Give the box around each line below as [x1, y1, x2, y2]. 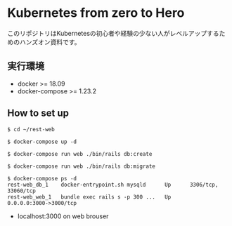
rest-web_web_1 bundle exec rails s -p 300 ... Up [7, 193, 172, 201]
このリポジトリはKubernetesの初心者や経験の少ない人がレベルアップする [7, 29, 219, 37]
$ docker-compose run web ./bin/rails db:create [7, 150, 153, 157]
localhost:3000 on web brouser [17, 212, 109, 220]
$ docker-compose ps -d [7, 175, 77, 182]
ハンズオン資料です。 [19, 37, 81, 46]
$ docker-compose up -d [7, 138, 77, 145]
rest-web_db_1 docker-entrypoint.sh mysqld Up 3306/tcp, [7, 181, 219, 188]
